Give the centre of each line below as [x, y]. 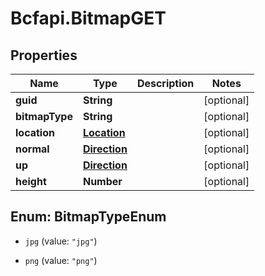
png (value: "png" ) [61, 260]
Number [102, 181]
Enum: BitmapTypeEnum [88, 217]
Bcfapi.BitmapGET [88, 18]
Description [165, 83]
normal [32, 149]
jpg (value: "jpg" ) [61, 241]
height [31, 181]
